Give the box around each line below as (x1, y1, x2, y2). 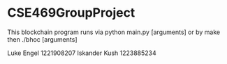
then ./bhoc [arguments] (7, 35, 78, 43)
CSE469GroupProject (7, 5, 136, 21)
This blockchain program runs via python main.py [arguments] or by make (7, 28, 221, 36)
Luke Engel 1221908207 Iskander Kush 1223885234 (7, 49, 157, 57)
